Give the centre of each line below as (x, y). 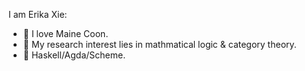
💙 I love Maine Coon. (65, 33)
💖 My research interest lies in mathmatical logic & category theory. (159, 44)
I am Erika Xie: (38, 14)
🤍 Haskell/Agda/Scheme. (74, 55)
